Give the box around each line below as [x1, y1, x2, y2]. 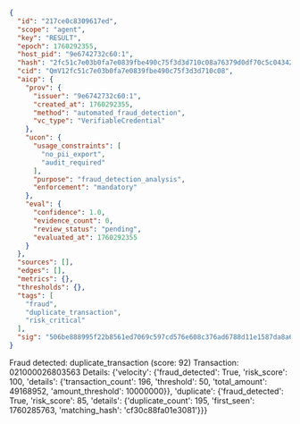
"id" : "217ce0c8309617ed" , [17, 16, 118, 26]
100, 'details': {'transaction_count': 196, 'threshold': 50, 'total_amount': [9, 376, 268, 386]
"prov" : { [25, 83, 62, 92]
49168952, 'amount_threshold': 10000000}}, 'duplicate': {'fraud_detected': [9, 386, 284, 396]
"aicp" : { [17, 75, 54, 84]
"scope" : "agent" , [17, 25, 87, 34]
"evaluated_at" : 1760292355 [32, 233, 138, 242]
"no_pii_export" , [41, 149, 105, 158]
